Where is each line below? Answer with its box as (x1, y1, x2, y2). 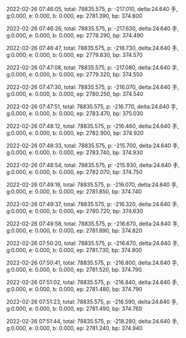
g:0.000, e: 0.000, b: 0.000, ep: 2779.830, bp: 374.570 (6, 51, 143, 58)
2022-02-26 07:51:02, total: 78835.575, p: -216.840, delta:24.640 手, (6, 279, 179, 286)
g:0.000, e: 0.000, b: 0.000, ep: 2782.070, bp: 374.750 (6, 168, 143, 176)
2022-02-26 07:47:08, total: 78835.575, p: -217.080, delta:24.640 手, (6, 64, 179, 71)
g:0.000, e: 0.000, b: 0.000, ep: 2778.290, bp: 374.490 (6, 32, 144, 39)
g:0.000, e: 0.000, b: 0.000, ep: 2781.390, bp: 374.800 (6, 12, 143, 20)
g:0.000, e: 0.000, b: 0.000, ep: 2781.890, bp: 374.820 (6, 227, 143, 234)
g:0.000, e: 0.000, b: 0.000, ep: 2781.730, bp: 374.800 (6, 247, 142, 254)
